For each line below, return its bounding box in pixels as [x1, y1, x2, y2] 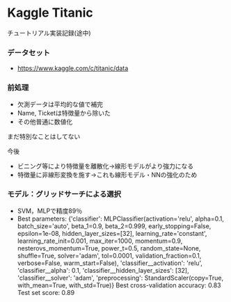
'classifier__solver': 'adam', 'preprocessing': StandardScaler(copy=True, [17, 273, 224, 282]
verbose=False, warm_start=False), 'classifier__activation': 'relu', [17, 259, 203, 267]
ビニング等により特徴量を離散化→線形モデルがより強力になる [17, 161, 193, 170]
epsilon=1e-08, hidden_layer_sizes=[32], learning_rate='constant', [17, 229, 207, 237]
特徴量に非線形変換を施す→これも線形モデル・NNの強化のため [17, 170, 198, 179]
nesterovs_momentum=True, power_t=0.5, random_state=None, [17, 244, 201, 252]
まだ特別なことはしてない [7, 132, 81, 141]
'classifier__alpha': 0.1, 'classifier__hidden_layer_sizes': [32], [17, 266, 189, 274]
